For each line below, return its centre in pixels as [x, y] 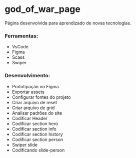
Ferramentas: [21, 36]
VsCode [20, 47]
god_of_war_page [42, 9]
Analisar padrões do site [37, 113]
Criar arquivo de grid [33, 108]
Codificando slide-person [38, 150]
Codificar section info [34, 129]
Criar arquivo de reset [34, 102]
